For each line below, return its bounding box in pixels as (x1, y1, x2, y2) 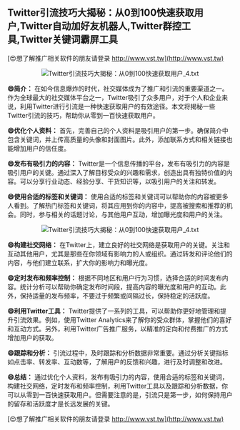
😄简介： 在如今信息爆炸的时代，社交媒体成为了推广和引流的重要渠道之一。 (7, 84, 229, 93)
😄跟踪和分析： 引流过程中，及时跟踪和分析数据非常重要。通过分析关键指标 (7, 349, 229, 357)
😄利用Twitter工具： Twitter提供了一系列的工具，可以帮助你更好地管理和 (7, 306, 221, 315)
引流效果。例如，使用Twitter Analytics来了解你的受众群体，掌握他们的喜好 (13, 315, 232, 324)
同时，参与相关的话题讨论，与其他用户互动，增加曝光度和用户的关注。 (19, 210, 226, 219)
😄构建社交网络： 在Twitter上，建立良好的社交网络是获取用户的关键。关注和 (7, 240, 231, 249)
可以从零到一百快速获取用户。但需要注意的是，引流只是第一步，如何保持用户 (7, 390, 233, 399)
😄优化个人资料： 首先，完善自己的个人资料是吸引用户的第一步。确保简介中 (7, 126, 229, 134)
